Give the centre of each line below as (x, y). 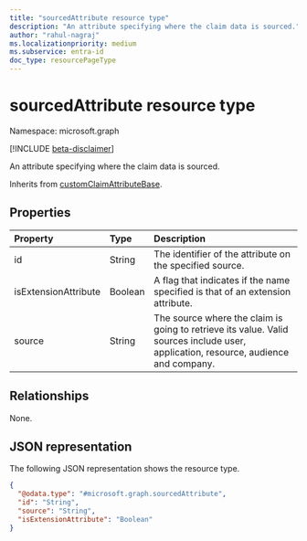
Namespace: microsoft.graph (64, 131)
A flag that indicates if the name (222, 280)
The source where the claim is (218, 318)
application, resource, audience (222, 352)
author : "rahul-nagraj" (55, 35)
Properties (40, 212)
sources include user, (200, 341)
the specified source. (199, 265)
